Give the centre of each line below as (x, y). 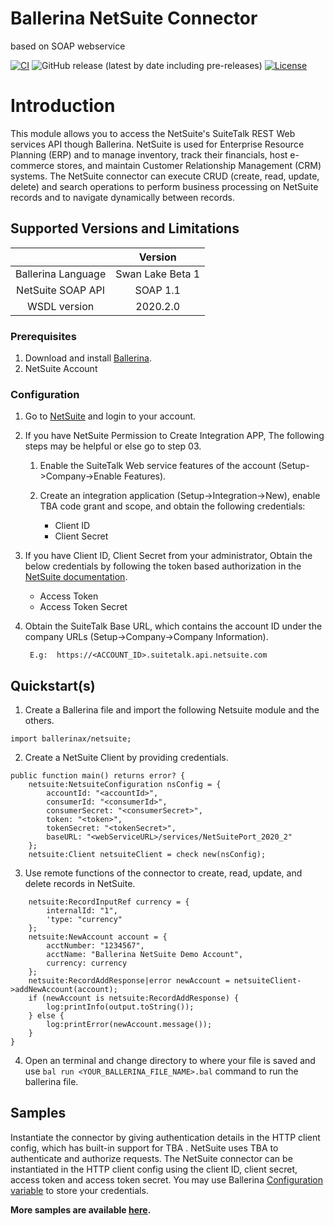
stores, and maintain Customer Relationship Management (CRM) (189, 165)
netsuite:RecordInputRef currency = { (109, 902)
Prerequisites (43, 336)
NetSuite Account (61, 368)
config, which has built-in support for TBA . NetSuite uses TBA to (144, 1148)
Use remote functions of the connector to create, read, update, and (163, 873)
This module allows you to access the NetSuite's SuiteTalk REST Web (153, 133)
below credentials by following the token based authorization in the (163, 566)
